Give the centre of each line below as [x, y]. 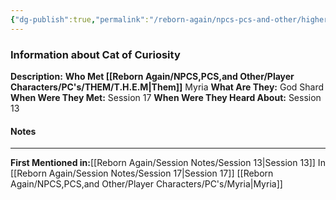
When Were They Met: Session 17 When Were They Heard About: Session [166, 97]
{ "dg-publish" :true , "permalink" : [80, 19]
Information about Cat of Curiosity [95, 54]
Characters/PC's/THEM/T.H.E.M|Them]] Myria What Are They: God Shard [167, 87]
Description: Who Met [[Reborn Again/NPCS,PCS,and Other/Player [152, 76]
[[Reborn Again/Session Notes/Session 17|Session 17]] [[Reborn [142, 173]
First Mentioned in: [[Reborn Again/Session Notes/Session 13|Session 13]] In [168, 163]
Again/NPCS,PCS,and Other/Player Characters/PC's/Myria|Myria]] [146, 184]
